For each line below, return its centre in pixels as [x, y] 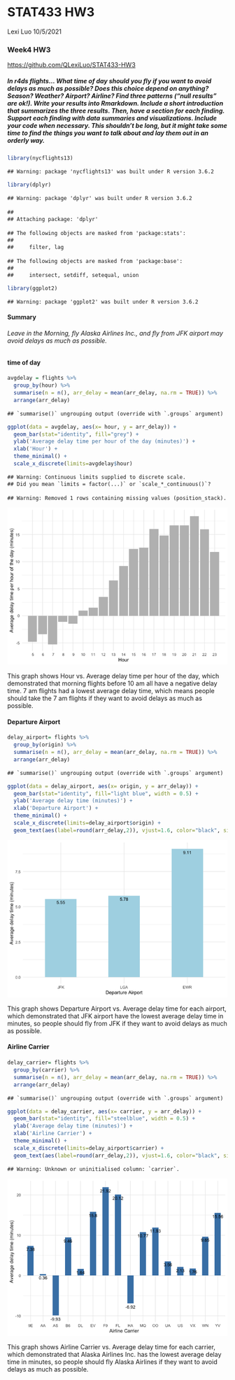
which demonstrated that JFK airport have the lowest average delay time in [115, 1016]
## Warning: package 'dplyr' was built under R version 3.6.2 [100, 198]
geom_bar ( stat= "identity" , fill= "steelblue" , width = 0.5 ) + [105, 1119]
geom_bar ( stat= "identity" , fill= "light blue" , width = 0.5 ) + [106, 794]
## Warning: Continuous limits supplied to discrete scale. [97, 477]
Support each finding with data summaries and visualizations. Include [112, 118]
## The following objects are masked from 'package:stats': [97, 233]
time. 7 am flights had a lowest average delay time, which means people [111, 690]
